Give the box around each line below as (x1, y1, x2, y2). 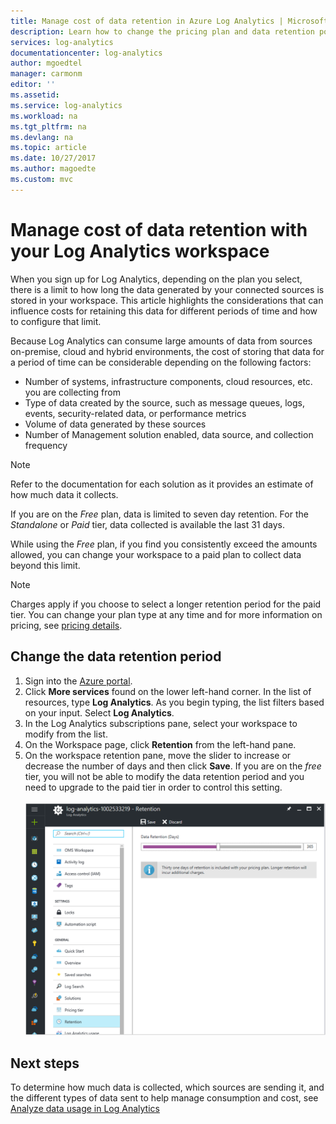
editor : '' (10, 80, 56, 90)
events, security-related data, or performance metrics (24, 407, 247, 419)
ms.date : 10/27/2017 (10, 153, 97, 164)
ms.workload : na (10, 111, 78, 121)
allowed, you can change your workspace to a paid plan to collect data (10, 548, 302, 560)
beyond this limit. (10, 559, 81, 571)
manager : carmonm (10, 69, 83, 79)
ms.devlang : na (10, 132, 74, 142)
